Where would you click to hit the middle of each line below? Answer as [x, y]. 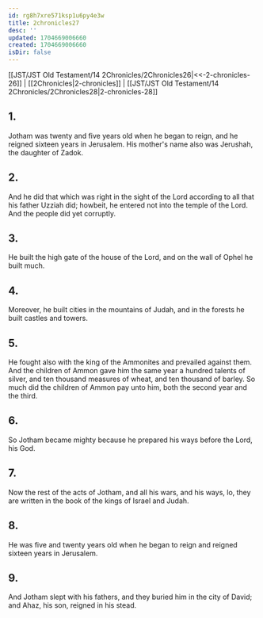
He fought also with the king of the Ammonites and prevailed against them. [130, 362]
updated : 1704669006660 [48, 38]
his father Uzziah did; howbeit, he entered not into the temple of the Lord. [128, 205]
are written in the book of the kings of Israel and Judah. [99, 501]
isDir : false [30, 52]
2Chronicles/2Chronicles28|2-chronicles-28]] [83, 92]
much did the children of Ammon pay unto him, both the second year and [128, 387]
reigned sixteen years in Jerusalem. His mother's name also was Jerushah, [131, 144]
